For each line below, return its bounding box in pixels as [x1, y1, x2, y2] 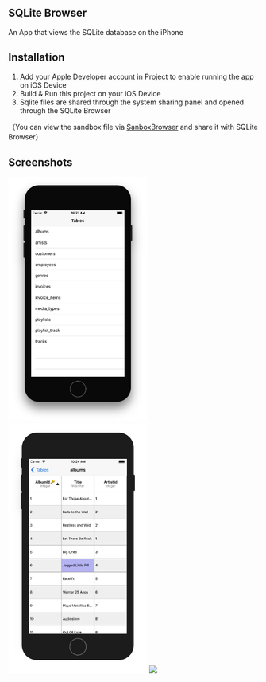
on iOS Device [19, 80, 67, 90]
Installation [8, 51, 65, 65]
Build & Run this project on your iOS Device [19, 88, 161, 98]
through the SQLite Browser [19, 105, 111, 115]
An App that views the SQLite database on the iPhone [8, 27, 184, 37]
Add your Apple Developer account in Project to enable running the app [19, 72, 254, 81]
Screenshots [8, 155, 73, 170]
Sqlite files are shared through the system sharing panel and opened [19, 97, 245, 107]
